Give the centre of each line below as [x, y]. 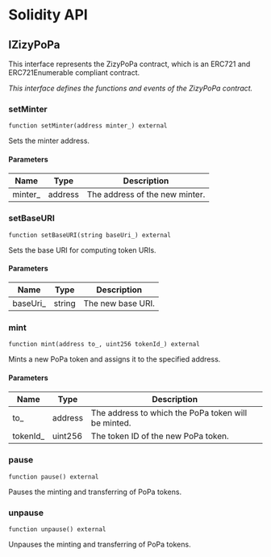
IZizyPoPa [34, 45]
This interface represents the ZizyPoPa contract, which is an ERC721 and [129, 64]
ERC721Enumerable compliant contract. [74, 73]
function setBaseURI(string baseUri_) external [90, 235]
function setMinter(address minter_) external [88, 126]
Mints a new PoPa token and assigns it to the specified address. [115, 359]
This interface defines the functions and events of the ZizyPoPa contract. [131, 88]
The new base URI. [119, 303]
